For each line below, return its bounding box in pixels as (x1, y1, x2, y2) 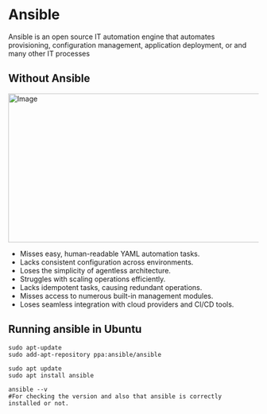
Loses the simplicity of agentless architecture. (19, 265, 171, 275)
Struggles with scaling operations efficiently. (19, 274, 166, 284)
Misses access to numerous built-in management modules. (19, 291, 214, 300)
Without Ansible (8, 72, 91, 85)
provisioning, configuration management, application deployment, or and (8, 40, 247, 49)
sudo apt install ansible (8, 371, 94, 379)
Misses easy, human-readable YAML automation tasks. (19, 249, 200, 258)
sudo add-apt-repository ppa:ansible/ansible (8, 350, 161, 358)
